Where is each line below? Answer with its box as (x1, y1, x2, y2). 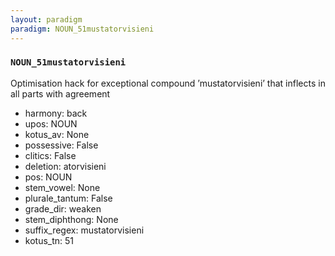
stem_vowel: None (24, 181, 101, 193)
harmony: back (24, 107, 88, 119)
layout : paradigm (10, 14, 83, 25)
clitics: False (24, 149, 77, 161)
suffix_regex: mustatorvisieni (24, 224, 145, 236)
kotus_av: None (24, 128, 90, 140)
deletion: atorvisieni (24, 160, 107, 172)
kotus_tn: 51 (24, 234, 75, 246)
